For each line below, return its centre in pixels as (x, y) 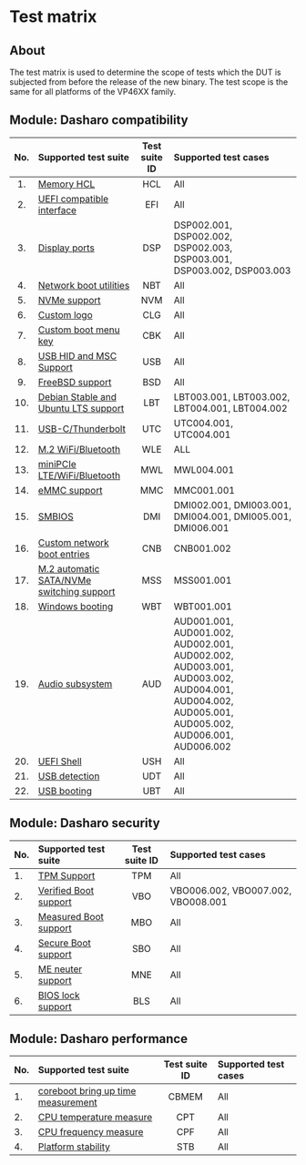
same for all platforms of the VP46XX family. (92, 92)
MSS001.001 (203, 580)
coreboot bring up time (87, 1091)
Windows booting (76, 606)
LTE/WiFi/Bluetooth (79, 475)
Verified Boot (66, 890)
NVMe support (70, 300)
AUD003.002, (204, 678)
